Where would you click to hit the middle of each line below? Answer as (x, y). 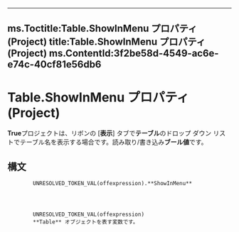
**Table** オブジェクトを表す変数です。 (86, 222)
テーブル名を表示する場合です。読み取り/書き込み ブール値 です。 (113, 142)
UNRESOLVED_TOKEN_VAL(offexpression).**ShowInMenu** (113, 184)
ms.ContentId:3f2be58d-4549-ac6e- (134, 54)
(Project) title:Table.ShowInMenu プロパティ (107, 42)
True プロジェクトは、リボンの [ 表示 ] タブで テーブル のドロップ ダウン (110, 133)
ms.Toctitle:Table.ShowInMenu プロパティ (102, 29)
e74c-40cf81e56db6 (54, 65)
